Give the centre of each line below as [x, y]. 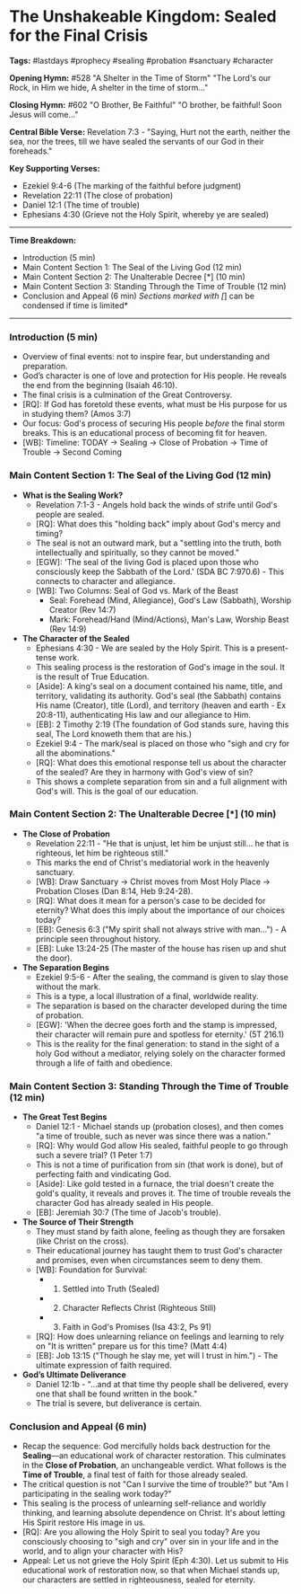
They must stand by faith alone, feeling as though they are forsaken [160, 1232]
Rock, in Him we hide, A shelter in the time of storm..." [109, 87]
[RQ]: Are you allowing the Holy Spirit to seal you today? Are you [141, 1532]
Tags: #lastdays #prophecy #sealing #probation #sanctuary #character [141, 60]
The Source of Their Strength [78, 1222]
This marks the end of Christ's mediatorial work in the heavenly [153, 862]
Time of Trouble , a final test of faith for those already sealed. [135, 1474]
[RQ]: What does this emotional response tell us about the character [161, 762]
